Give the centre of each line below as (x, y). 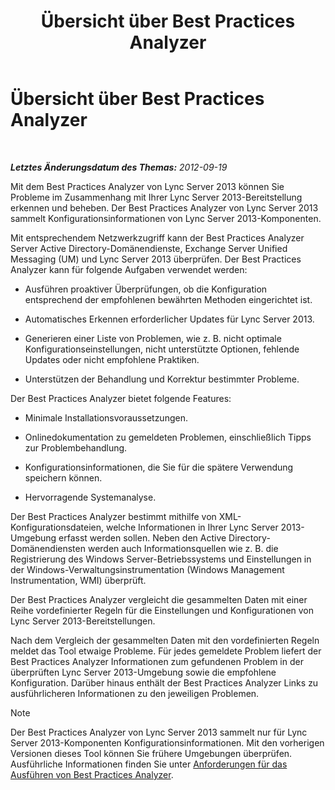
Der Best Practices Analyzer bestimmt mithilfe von (113, 516)
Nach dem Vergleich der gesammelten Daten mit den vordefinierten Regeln (165, 640)
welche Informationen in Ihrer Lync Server (192, 527)
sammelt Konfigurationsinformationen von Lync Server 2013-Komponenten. (166, 218)
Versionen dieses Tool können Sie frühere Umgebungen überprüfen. (151, 753)
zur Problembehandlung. (76, 447)
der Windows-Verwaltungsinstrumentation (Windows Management (147, 569)
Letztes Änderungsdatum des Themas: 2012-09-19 (119, 167)
